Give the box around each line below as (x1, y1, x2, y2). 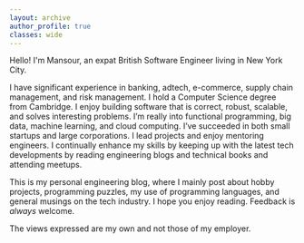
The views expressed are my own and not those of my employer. (9, 223, 251, 234)
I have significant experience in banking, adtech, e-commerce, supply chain (9, 83, 293, 93)
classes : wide (9, 30, 64, 39)
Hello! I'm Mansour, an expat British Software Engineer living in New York (9, 55, 283, 66)
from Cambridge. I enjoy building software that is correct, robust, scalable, (9, 102, 288, 112)
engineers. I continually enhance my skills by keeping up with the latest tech (9, 140, 295, 151)
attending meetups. (9, 160, 83, 170)
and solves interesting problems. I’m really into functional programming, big (9, 111, 292, 122)
